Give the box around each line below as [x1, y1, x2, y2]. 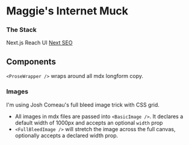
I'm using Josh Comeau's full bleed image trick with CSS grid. [6, 101, 160, 108]
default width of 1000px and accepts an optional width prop [14, 119, 163, 126]
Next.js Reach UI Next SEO [6, 39, 73, 46]
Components [6, 56, 56, 67]
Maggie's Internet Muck [6, 4, 128, 18]
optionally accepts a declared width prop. [14, 132, 119, 139]
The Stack [6, 26, 37, 34]
